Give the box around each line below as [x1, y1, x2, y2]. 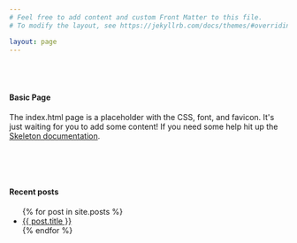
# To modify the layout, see [9, 21, 117, 30]
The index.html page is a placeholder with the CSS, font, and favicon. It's [9, 111, 275, 122]
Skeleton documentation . [9, 130, 101, 141]
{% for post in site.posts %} [21, 206, 124, 216]
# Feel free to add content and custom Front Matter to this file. [9, 12, 263, 22]
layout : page [9, 37, 57, 46]
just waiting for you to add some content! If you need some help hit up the [9, 121, 278, 132]
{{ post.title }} [21, 216, 72, 226]
